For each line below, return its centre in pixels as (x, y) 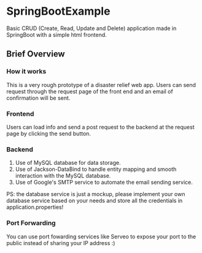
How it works (26, 72)
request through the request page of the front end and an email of (90, 91)
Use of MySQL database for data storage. (68, 163)
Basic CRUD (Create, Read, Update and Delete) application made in (91, 28)
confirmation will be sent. (38, 98)
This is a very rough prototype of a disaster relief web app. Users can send (101, 85)
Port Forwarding (31, 223)
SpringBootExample (58, 11)
